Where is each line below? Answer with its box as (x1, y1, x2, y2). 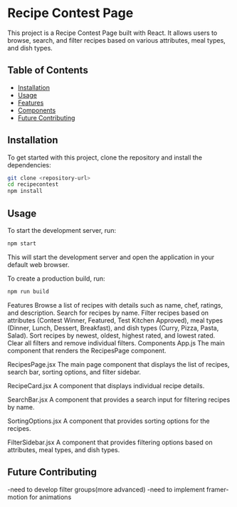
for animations (29, 493, 72, 501)
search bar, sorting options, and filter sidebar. (7, 367, 141, 376)
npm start (7, 240, 37, 247)
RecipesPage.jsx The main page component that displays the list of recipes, (7, 360, 230, 368)
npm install (7, 187, 43, 195)
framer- (206, 485, 229, 493)
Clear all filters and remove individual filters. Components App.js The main (7, 338, 226, 347)
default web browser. (7, 260, 70, 268)
